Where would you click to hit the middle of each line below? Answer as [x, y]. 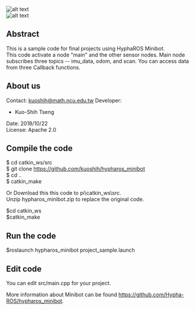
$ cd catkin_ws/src [29, 163]
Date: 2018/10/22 [27, 123]
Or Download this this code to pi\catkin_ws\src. [64, 193]
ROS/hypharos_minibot [34, 301]
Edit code [24, 269]
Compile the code [39, 148]
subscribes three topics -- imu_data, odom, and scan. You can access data [98, 61]
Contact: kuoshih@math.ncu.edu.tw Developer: [64, 100]
